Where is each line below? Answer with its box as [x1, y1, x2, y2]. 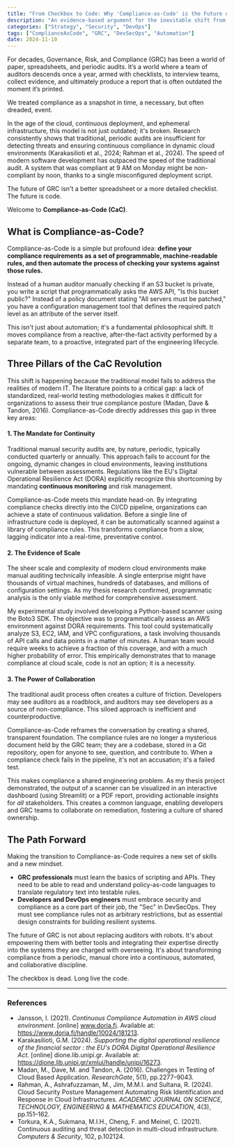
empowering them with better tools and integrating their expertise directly [7, 939, 219, 947]
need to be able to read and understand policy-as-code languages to [17, 881, 216, 889]
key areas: [7, 413, 37, 422]
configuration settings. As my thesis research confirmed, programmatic [7, 586, 212, 594]
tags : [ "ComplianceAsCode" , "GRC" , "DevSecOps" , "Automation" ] [7, 29, 195, 37]
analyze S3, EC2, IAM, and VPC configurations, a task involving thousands [7, 629, 221, 638]
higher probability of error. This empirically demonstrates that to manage [7, 652, 216, 660]
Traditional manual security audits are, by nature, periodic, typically [7, 445, 201, 453]
